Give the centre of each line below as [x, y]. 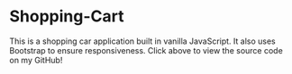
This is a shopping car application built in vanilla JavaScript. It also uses [143, 41]
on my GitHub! [36, 60]
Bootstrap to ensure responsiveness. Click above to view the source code [146, 50]
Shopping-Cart [67, 16]
